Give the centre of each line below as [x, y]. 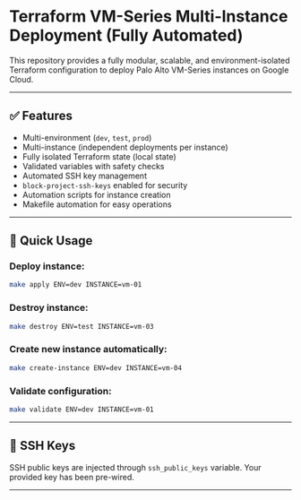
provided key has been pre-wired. [72, 477]
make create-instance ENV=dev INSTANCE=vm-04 [95, 368]
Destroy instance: [49, 308]
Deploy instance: [47, 266]
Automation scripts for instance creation [96, 194]
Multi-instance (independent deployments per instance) [125, 147]
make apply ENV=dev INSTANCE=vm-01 [76, 285]
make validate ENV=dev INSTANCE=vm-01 [82, 409]
